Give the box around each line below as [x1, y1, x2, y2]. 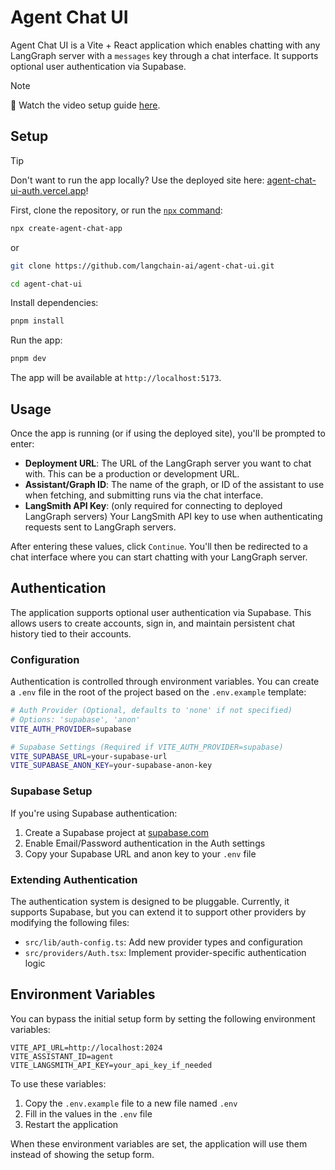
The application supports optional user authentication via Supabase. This [10, 606, 312, 618]
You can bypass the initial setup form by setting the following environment [10, 1012, 316, 1025]
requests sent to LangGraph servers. [24, 521, 177, 533]
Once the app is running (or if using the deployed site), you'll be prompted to [10, 427, 326, 439]
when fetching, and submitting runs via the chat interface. [24, 489, 264, 501]
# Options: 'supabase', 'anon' [10, 714, 141, 725]
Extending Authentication [10, 872, 138, 886]
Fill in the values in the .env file [24, 1107, 153, 1120]
